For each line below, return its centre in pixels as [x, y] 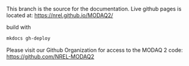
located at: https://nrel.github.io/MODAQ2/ [60, 15]
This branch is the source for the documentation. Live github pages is [94, 9]
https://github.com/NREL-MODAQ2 [50, 56]
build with [19, 27]
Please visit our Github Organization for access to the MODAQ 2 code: [95, 50]
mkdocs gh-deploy [28, 38]
